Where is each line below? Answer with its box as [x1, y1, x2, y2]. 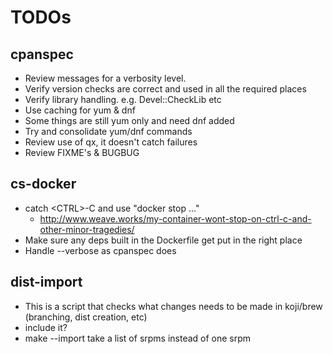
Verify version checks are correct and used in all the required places [24, 83, 307, 95]
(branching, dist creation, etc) [24, 311, 148, 323]
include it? [24, 321, 68, 333]
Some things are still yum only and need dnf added [24, 115, 235, 126]
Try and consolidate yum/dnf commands [24, 126, 193, 137]
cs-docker [10, 176, 77, 193]
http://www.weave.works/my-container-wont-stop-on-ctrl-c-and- [39, 212, 312, 225]
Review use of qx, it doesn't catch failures [24, 136, 198, 148]
